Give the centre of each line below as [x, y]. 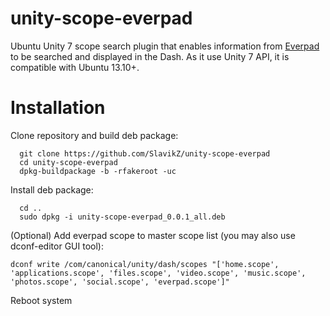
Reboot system [41, 300]
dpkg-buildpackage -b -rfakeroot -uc [98, 171]
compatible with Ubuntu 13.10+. [75, 67]
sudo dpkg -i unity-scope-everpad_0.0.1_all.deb [122, 217]
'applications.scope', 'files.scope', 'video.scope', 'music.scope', [158, 273]
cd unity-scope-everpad [68, 162]
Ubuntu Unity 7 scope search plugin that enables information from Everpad [165, 46]
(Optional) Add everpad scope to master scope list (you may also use [153, 235]
